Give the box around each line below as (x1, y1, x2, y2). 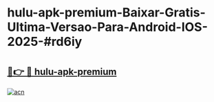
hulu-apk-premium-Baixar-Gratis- (7, 5, 206, 21)
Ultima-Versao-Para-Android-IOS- (7, 19, 208, 35)
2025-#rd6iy (7, 34, 83, 49)
